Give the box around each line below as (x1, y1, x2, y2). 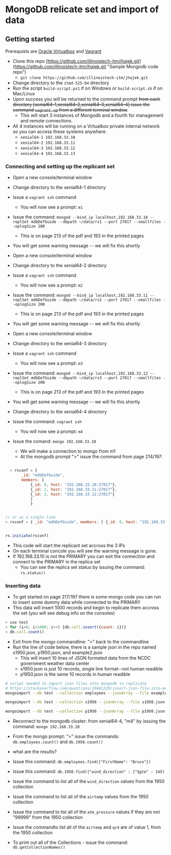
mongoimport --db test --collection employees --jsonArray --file (5, 690, 149, 695)
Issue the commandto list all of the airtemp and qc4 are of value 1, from (12, 824, 161, 831)
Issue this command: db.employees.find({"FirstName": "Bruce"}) (12, 759, 151, 765)
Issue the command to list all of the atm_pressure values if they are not (12, 809, 160, 815)
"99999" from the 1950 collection (12, 814, 83, 820)
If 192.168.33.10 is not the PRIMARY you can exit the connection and (12, 553, 155, 559)
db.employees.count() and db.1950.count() (12, 739, 103, 745)
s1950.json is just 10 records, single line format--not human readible (20, 665, 163, 671)
